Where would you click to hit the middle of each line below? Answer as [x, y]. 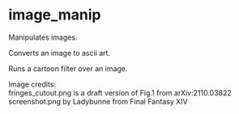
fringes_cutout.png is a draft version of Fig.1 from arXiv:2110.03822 [120, 93]
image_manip [55, 15]
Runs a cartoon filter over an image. [68, 68]
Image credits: [32, 84]
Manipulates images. [43, 37]
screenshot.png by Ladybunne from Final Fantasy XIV [98, 101]
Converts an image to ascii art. [60, 53]
